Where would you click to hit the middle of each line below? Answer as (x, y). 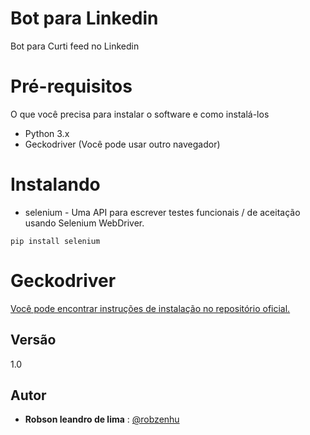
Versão (33, 340)
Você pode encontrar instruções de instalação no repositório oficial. (150, 308)
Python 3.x (47, 133)
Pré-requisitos (71, 86)
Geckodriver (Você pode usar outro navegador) (122, 144)
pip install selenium (55, 241)
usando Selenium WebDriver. (84, 223)
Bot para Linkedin (84, 18)
